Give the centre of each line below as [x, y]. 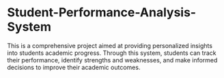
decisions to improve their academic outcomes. [74, 67]
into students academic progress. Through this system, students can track [112, 53]
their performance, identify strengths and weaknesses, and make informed [112, 60]
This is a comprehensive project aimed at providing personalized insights [110, 45]
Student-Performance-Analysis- [102, 13]
